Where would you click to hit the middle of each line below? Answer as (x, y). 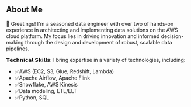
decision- (172, 36)
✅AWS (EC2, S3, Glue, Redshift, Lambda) (64, 71)
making (15, 42)
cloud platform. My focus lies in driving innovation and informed (83, 36)
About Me (24, 10)
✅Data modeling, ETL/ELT (46, 91)
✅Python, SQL (32, 97)
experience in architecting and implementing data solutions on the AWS (92, 30)
